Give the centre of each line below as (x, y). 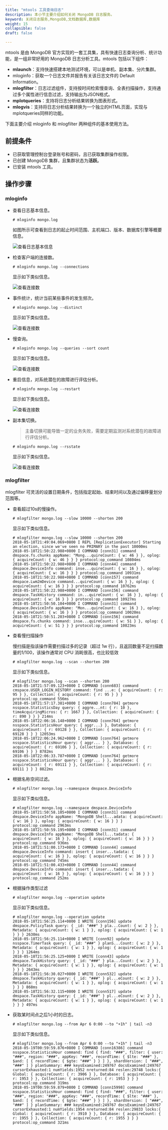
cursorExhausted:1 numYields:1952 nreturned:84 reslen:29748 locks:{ (87, 1070)
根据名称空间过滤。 (32, 779)
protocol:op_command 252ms (41, 878)
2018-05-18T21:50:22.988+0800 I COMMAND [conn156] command (75, 590)
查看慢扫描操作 (28, 635)
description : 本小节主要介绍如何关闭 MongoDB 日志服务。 (60, 15)
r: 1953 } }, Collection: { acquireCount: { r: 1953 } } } (75, 1078)
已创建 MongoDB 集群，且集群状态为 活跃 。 (57, 160)
